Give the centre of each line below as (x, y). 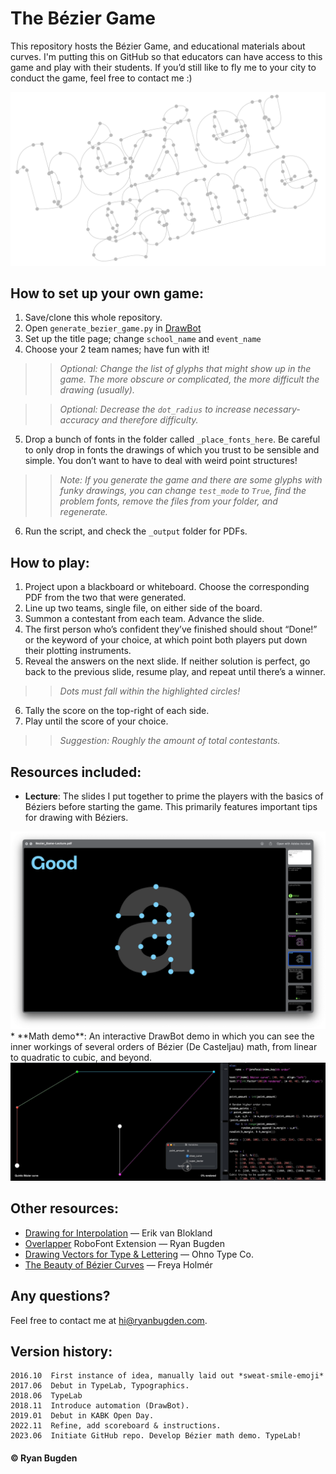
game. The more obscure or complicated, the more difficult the (189, 379)
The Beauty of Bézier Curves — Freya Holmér (118, 1264)
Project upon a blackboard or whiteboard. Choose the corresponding (167, 587)
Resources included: (76, 772)
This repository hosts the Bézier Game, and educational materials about (158, 46)
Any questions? (60, 1296)
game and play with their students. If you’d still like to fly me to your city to (163, 67)
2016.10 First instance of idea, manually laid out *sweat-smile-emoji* (167, 1376)
